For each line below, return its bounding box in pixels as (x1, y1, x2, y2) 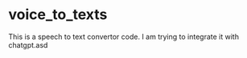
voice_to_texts (8, 6, 108, 24)
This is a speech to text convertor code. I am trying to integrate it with (8, 32, 240, 41)
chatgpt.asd (8, 40, 48, 49)
